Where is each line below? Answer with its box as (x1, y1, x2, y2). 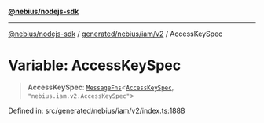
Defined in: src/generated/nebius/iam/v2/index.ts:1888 (8, 106, 185, 115)
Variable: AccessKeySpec (8, 56, 181, 74)
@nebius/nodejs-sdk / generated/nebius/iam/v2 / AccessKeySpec (8, 29, 223, 38)
